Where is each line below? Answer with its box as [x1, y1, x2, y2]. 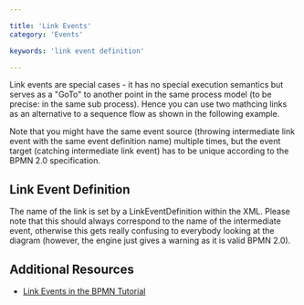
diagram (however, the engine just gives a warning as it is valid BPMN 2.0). [9, 235, 291, 247]
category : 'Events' [9, 29, 84, 39]
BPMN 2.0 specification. [9, 155, 100, 166]
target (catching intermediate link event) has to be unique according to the [9, 145, 289, 156]
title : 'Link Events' [9, 21, 92, 30]
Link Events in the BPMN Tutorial [22, 286, 146, 297]
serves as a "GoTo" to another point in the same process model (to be [9, 89, 272, 100]
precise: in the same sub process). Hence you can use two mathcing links [9, 99, 288, 110]
